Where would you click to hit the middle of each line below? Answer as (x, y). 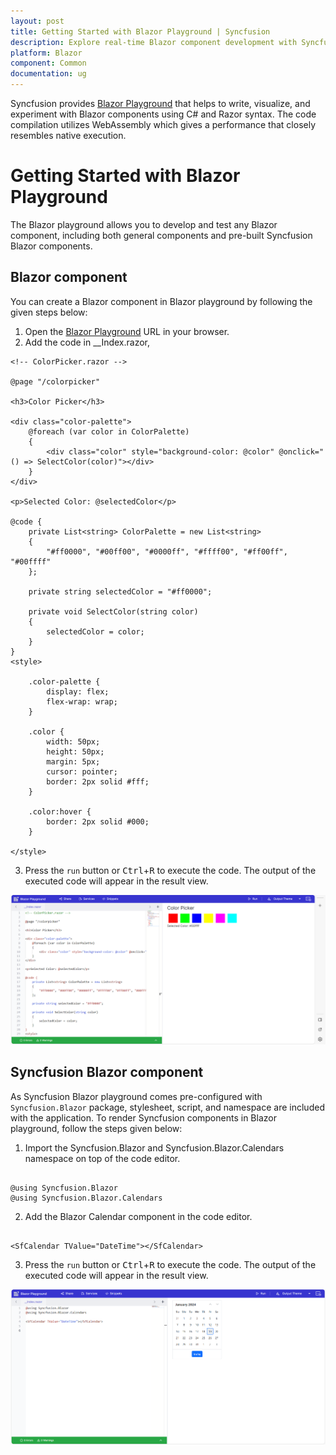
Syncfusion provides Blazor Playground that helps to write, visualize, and (160, 103)
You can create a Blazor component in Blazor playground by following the (161, 301)
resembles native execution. (68, 135)
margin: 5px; (73, 761)
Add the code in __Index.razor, (87, 342)
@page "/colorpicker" (55, 381)
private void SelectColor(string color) (113, 611)
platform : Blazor (46, 53)
